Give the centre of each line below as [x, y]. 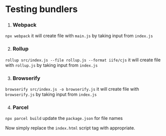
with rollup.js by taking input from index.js [52, 65]
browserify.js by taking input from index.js [51, 94]
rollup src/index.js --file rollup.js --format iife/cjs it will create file [83, 60]
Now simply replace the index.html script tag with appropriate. [70, 128]
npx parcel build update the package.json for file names [64, 118]
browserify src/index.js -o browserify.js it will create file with [72, 89]
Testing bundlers [41, 9]
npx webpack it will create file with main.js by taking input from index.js [79, 36]
